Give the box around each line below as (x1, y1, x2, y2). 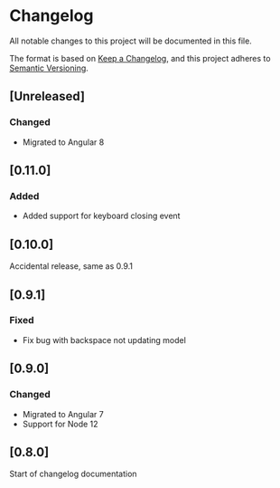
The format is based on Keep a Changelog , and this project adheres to (9, 53, 271, 63)
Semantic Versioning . (9, 62, 89, 73)
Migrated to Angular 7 (22, 408, 104, 419)
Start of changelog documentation (9, 468, 137, 480)
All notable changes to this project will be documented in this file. (9, 35, 253, 46)
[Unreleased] (9, 89, 86, 104)
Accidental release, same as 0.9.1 (9, 261, 134, 272)
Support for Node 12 (22, 418, 98, 429)
